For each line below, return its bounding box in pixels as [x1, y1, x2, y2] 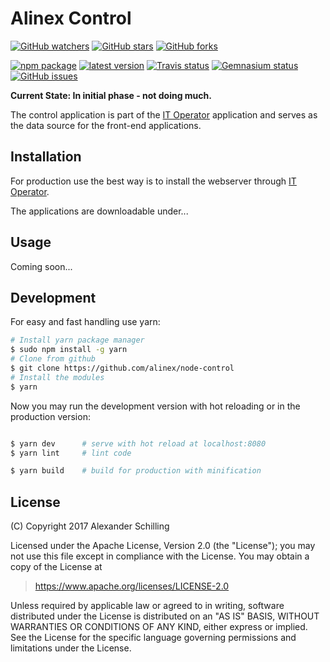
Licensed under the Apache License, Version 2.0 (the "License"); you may [10, 540, 316, 552]
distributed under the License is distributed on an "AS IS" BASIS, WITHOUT [10, 610, 320, 622]
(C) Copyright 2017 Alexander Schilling [10, 520, 170, 532]
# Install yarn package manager [10, 335, 145, 346]
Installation [10, 148, 82, 166]
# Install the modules [10, 372, 105, 382]
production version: [10, 410, 91, 422]
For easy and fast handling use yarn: [10, 316, 161, 328]
